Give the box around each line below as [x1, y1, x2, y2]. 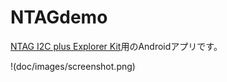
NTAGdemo [10, 6, 108, 29]
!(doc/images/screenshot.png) [10, 60, 136, 72]
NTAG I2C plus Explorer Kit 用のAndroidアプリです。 [10, 40, 223, 52]
